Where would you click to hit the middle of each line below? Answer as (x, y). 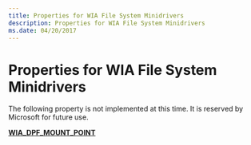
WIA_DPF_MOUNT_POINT (52, 133)
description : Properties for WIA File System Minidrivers (107, 23)
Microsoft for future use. (49, 117)
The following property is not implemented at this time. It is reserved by (126, 109)
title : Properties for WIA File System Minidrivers (96, 16)
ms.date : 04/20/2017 (43, 30)
